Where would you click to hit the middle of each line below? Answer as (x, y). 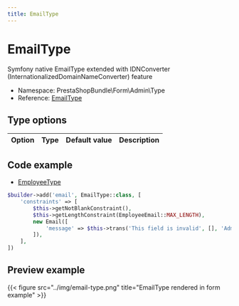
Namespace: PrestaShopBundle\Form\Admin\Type (91, 90)
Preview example (46, 270)
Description (139, 140)
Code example (40, 165)
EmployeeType (39, 182)
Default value (89, 140)
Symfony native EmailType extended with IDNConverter (89, 69)
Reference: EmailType (50, 97)
